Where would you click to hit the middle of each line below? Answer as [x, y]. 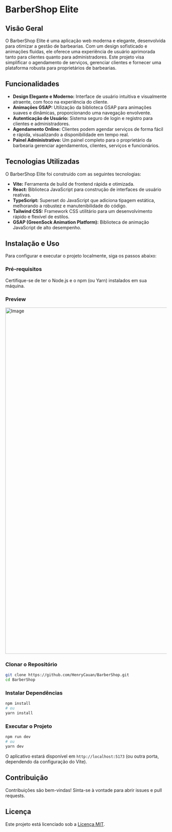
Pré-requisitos [24, 269]
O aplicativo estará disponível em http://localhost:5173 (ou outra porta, [82, 756]
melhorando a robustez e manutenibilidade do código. [70, 206]
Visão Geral [24, 28]
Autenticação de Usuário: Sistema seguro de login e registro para [83, 118]
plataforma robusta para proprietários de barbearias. [61, 68]
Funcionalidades [33, 84]
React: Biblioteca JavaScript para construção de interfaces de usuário [87, 189]
